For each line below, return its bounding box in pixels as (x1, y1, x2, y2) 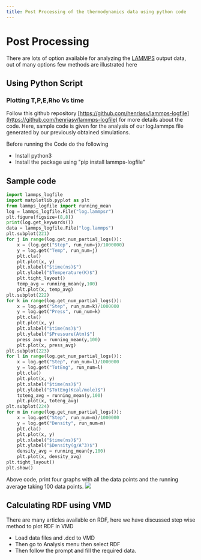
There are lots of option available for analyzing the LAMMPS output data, (6, 55, 187, 62)
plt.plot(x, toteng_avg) (17, 398, 79, 404)
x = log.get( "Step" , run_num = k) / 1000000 (17, 303, 119, 309)
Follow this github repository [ (6, 110, 80, 117)
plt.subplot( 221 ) (6, 231, 50, 237)
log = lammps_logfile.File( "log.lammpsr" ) (6, 208, 114, 215)
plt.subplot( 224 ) (6, 404, 50, 410)
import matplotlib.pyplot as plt (6, 197, 90, 203)
